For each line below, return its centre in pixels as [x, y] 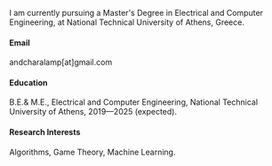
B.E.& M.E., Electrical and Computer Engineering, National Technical [134, 102]
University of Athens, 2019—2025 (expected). [93, 112]
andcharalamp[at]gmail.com [61, 62]
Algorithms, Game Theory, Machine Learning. [92, 152]
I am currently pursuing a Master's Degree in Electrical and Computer [136, 13]
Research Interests [45, 132]
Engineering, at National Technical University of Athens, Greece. [127, 22]
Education [28, 83]
